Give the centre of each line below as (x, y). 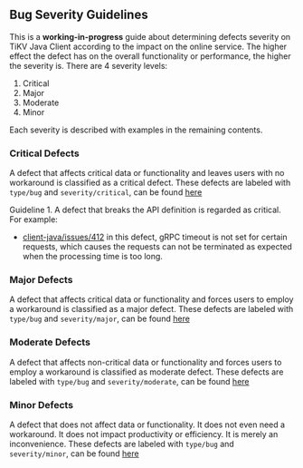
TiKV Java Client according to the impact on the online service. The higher (148, 46)
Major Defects (41, 280)
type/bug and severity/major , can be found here (99, 319)
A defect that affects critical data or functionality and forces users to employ (151, 299)
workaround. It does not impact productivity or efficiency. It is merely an (144, 434)
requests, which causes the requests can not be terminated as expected (157, 247)
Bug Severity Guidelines (79, 15)
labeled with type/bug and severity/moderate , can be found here (129, 381)
